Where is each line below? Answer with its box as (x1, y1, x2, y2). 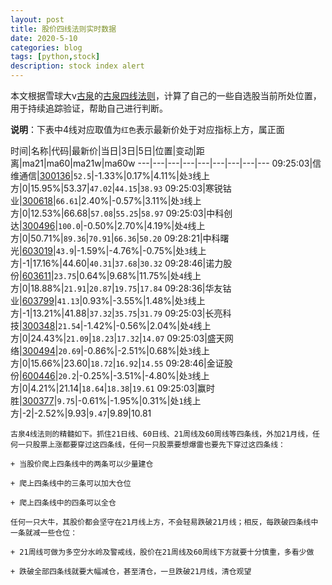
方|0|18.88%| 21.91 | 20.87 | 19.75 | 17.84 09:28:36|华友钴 (10, 282, 232, 294)
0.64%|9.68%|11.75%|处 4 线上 (78, 270, 202, 281)
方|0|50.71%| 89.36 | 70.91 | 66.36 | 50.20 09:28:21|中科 (10, 232, 221, 244)
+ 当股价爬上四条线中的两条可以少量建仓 (10, 459, 154, 469)
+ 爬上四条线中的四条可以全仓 (10, 498, 117, 508)
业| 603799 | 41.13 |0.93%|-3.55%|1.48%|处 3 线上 (10, 295, 206, 306)
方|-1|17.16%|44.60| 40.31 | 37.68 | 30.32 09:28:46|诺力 (10, 257, 224, 269)
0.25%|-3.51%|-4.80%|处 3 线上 (83, 370, 210, 381)
